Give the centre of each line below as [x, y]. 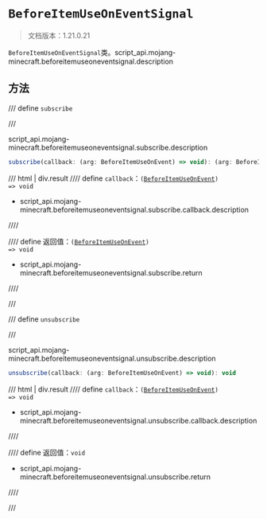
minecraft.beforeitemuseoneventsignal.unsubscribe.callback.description [138, 420]
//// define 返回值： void [47, 452]
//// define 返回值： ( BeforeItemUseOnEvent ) [79, 241]
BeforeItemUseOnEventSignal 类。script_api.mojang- [92, 52]
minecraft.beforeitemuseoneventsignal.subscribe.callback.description [134, 209]
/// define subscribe [41, 108]
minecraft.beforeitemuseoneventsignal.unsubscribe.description [112, 358]
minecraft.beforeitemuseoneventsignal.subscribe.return [111, 272]
